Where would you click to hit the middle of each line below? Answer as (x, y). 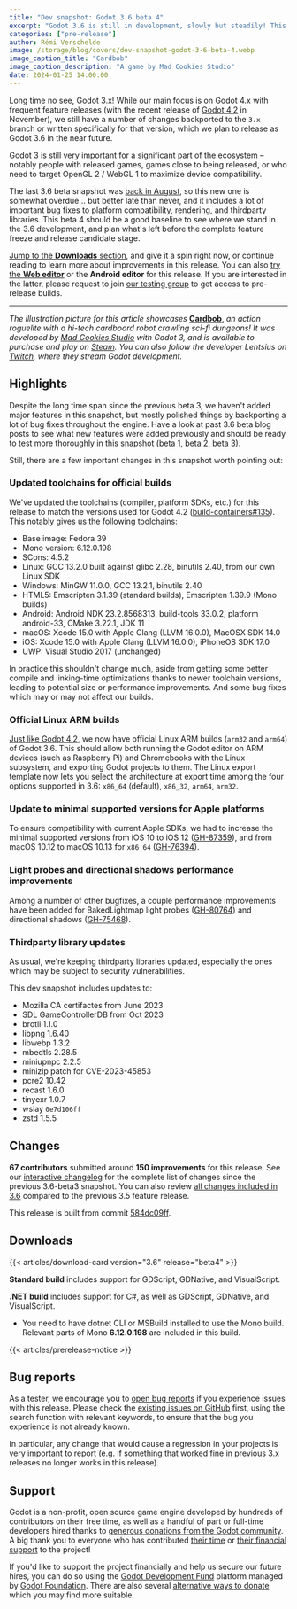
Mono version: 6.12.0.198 (67, 548)
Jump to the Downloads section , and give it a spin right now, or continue (141, 255)
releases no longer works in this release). (84, 1463)
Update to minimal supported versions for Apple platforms (137, 809)
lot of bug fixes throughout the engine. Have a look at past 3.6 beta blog (140, 424)
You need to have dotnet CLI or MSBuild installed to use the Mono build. (153, 1323)
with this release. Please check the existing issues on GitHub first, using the (147, 1408)
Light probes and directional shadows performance (122, 870)
